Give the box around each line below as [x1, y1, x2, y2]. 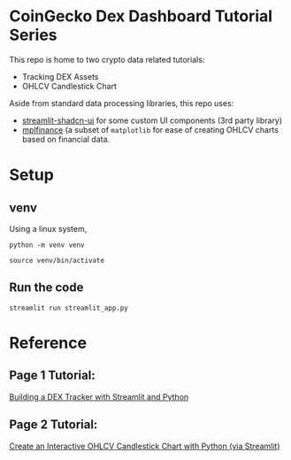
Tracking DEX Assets [21, 71, 99, 81]
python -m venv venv [9, 241, 86, 249]
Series [9, 25, 57, 45]
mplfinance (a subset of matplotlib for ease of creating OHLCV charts [21, 124, 279, 134]
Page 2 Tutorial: [9, 418, 98, 433]
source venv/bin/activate [9, 256, 104, 264]
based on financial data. [21, 134, 111, 144]
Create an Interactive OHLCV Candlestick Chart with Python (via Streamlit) [9, 441, 280, 451]
